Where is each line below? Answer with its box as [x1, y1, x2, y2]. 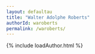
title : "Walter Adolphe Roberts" [6, 14, 90, 20]
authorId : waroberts [6, 20, 58, 26]
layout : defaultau [6, 8, 52, 15]
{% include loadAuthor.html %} [6, 42, 83, 49]
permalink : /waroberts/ [6, 25, 66, 32]
